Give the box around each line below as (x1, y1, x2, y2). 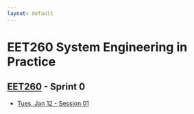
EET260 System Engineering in (7, 39, 188, 55)
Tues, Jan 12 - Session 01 (16, 99, 89, 107)
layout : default (7, 10, 53, 17)
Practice (7, 54, 56, 69)
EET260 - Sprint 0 (7, 81, 86, 93)
